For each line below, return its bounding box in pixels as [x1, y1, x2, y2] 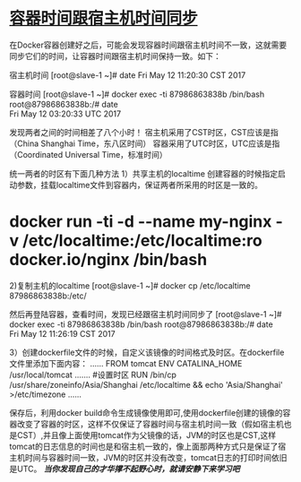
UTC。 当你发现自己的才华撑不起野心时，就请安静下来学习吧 [16, 463, 240, 474]
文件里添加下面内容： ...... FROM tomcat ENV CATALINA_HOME [9, 357, 243, 368]
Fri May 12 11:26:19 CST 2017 [9, 328, 116, 339]
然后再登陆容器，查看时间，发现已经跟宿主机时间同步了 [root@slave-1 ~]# [9, 308, 282, 319]
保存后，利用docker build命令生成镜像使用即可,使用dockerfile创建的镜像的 [9, 407, 284, 417]
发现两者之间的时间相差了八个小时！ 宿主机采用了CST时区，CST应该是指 [9, 126, 279, 137]
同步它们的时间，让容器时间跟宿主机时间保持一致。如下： [9, 50, 221, 61]
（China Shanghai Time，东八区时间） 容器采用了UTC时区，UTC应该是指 [9, 138, 280, 149]
